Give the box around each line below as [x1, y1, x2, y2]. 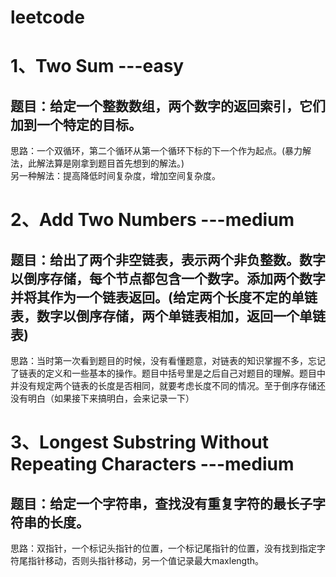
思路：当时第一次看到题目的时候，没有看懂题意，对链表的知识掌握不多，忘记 [10, 355, 326, 367]
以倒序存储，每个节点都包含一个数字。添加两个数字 [10, 270, 326, 287]
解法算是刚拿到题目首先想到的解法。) [36, 157, 185, 170]
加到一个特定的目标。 [10, 116, 142, 133]
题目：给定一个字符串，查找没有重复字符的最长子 [10, 495, 313, 512]
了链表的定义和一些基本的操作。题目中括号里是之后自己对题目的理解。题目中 [10, 367, 326, 380]
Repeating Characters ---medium [10, 453, 295, 476]
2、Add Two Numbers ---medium [10, 209, 295, 231]
